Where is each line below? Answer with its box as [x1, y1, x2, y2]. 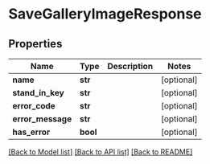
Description [107, 61, 154, 72]
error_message [12, 113, 72, 125]
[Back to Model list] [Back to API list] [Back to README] [8, 147, 193, 157]
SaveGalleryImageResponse [8, 5, 203, 23]
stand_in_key [12, 88, 64, 98]
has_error [12, 126, 51, 137]
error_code [12, 100, 56, 111]
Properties [8, 37, 63, 51]
